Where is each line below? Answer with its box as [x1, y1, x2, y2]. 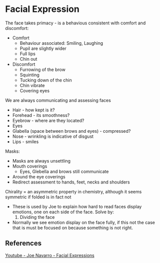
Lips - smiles [12, 138, 39, 145]
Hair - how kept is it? [12, 107, 55, 113]
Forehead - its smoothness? [12, 112, 70, 118]
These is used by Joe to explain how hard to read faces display [12, 203, 142, 209]
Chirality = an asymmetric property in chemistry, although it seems [5, 188, 142, 194]
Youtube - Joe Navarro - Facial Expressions [5, 252, 95, 258]
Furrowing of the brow [19, 66, 66, 73]
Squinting [19, 72, 40, 78]
